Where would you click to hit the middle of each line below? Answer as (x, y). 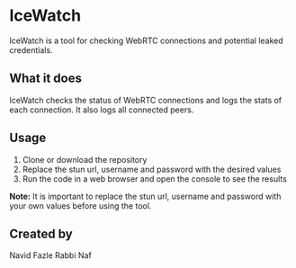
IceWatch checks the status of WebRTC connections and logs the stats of (146, 100)
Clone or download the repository (85, 159)
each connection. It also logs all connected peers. (102, 110)
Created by (41, 233)
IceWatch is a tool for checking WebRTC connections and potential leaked (146, 40)
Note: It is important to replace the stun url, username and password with (145, 196)
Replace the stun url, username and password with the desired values (152, 169)
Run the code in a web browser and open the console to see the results (155, 179)
